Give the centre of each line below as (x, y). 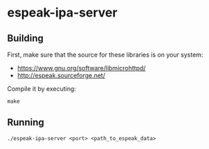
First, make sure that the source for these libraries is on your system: (105, 54)
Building (25, 38)
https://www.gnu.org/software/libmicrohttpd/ (81, 68)
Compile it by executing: (42, 89)
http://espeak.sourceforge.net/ (61, 75)
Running (26, 122)
